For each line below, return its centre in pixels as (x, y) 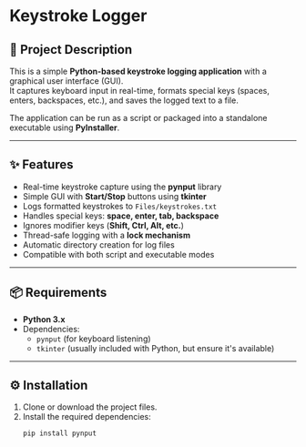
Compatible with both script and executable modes (118, 254)
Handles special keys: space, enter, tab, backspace (121, 216)
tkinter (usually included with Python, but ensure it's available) (155, 348)
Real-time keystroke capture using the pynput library (122, 187)
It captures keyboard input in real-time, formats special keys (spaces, (140, 91)
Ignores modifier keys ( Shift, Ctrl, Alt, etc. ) (103, 225)
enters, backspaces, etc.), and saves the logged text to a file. (124, 100)
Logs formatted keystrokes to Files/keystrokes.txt (119, 206)
